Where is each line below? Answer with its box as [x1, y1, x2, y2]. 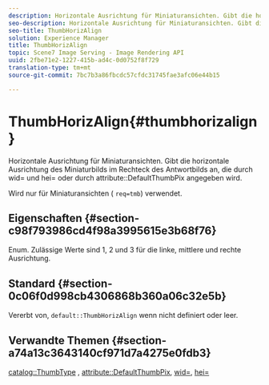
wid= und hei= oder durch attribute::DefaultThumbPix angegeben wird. [8, 173, 243, 182]
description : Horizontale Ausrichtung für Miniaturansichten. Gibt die [8, 11, 252, 20]
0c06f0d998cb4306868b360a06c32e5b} [8, 289, 227, 303]
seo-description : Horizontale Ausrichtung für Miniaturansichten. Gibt [8, 19, 252, 27]
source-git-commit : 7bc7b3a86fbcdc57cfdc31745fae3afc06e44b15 [8, 71, 220, 79]
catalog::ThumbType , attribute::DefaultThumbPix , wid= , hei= [8, 367, 210, 376]
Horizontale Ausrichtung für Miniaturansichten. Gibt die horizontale [8, 156, 230, 165]
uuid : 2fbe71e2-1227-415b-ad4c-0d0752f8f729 [8, 57, 159, 65]
